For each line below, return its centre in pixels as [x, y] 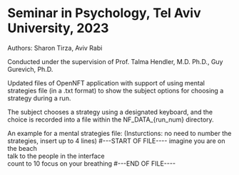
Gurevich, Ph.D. [30, 69]
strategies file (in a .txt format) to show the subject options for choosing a [116, 90]
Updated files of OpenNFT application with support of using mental [106, 83]
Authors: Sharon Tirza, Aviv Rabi [55, 48]
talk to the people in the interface [56, 156]
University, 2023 [58, 28]
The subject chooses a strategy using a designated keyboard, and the [110, 112]
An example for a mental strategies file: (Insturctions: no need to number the [119, 133]
